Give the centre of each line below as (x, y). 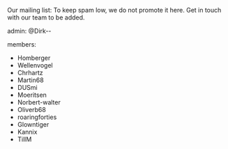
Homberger (34, 58)
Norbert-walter (39, 102)
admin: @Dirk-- (29, 31)
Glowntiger (33, 124)
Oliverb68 (32, 110)
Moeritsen (32, 95)
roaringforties (37, 117)
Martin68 (30, 80)
